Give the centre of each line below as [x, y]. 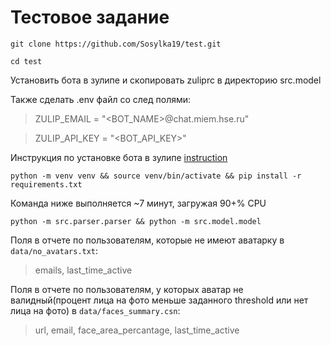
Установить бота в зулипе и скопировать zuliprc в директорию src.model [166, 80]
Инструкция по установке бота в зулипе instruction [119, 157]
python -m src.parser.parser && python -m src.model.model [136, 221]
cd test [26, 61]
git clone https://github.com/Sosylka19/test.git [116, 44]
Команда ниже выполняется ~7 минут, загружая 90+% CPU [138, 203]
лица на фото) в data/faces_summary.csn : [95, 310]
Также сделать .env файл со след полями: [101, 99]
